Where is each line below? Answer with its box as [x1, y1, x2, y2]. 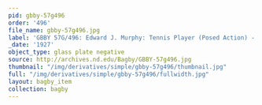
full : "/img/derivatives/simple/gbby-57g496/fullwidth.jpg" [8, 70, 210, 78]
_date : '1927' [8, 41, 55, 49]
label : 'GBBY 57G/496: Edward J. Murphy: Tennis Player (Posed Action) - [8, 33, 256, 42]
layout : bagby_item [8, 77, 72, 85]
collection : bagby [8, 84, 68, 93]
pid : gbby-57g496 [8, 11, 65, 20]
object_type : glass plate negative [8, 48, 125, 56]
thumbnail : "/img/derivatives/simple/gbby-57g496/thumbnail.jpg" [8, 63, 227, 71]
